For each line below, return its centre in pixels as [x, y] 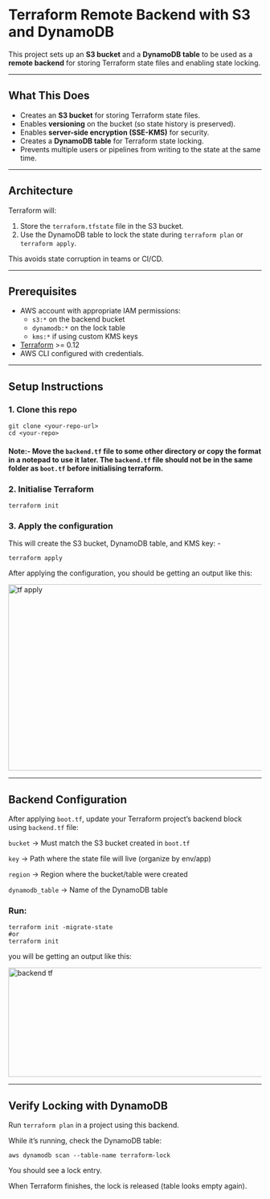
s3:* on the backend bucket [78, 319]
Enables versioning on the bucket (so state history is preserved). [128, 123]
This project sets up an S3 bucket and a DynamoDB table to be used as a [131, 54]
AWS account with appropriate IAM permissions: [100, 311]
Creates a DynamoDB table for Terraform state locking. [112, 141]
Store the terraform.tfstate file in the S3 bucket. [102, 226]
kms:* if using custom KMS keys [85, 337]
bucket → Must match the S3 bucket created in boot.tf [99, 843]
